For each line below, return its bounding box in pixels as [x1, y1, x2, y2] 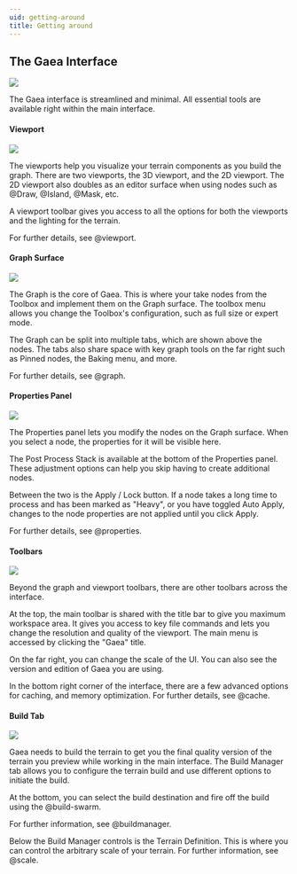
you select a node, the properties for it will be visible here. [9, 436, 222, 447]
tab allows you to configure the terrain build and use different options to [9, 766, 272, 776]
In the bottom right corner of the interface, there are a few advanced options [9, 681, 289, 691]
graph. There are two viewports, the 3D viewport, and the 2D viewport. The [9, 169, 285, 180]
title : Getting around [9, 21, 93, 30]
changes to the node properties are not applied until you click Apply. [9, 508, 259, 519]
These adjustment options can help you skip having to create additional [9, 463, 270, 473]
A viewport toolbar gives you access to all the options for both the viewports [9, 206, 288, 216]
